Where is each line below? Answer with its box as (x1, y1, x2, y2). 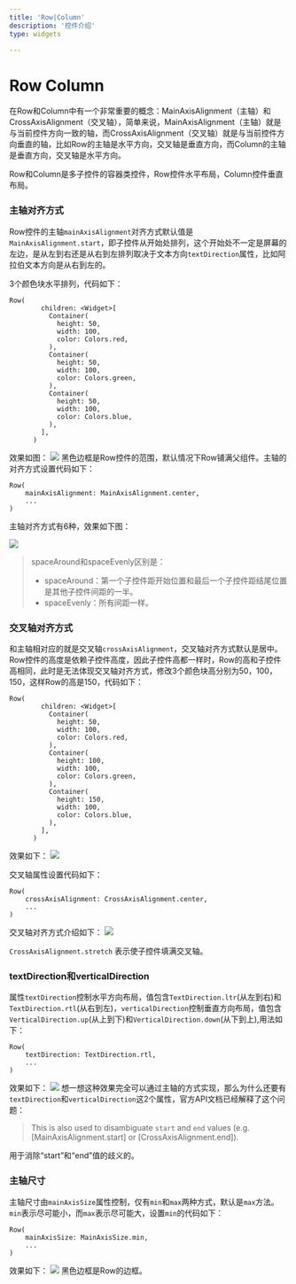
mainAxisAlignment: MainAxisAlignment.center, (25, 488, 200, 497)
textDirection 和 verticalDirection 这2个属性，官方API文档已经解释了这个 (9, 1093, 277, 1104)
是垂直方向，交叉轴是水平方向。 (9, 150, 126, 160)
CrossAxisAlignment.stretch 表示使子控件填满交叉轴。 (9, 945, 208, 956)
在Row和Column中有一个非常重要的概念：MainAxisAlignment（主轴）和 (9, 105, 272, 116)
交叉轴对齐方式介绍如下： (9, 927, 103, 938)
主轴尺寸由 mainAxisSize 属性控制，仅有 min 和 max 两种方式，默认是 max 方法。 (9, 1196, 279, 1207)
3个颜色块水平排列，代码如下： (9, 278, 123, 289)
